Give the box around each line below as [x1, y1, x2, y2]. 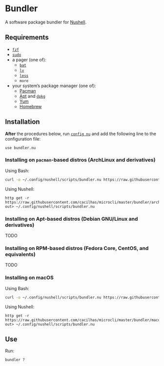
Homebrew [19, 103, 42, 109]
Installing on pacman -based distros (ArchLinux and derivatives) [5, 157, 156, 163]
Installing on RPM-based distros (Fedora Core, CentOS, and [5, 245, 149, 252]
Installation [5, 118, 40, 126]
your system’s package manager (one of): [12, 83, 96, 89]
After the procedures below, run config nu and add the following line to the [5, 131, 156, 137]
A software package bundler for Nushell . [5, 19, 87, 25]
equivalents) [5, 251, 36, 257]
